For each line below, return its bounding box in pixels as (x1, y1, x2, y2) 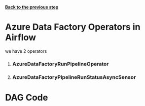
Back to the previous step (5, 4, 59, 10)
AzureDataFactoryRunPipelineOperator (12, 60, 109, 67)
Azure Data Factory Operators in (5, 22, 141, 33)
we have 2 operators (5, 48, 47, 54)
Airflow (5, 32, 36, 43)
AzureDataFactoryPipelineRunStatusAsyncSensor (12, 73, 136, 80)
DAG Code (5, 92, 48, 103)
